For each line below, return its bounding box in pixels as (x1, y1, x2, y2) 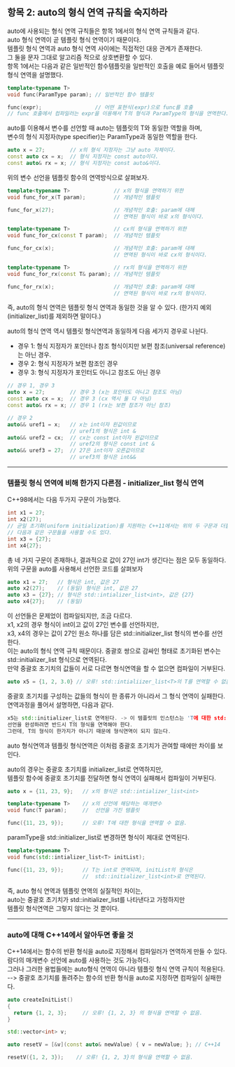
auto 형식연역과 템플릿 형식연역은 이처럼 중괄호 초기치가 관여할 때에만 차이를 (7, 741, 216, 750)
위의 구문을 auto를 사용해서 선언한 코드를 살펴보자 (7, 564, 143, 573)
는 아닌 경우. (17, 350, 52, 359)
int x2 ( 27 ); (7, 516, 42, 523)
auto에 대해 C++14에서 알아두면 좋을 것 (7, 929, 134, 939)
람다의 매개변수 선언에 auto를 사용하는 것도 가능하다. (7, 955, 151, 964)
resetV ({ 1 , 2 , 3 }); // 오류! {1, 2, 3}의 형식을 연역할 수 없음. (7, 1054, 194, 1061)
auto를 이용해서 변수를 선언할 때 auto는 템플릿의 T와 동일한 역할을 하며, (7, 124, 203, 132)
